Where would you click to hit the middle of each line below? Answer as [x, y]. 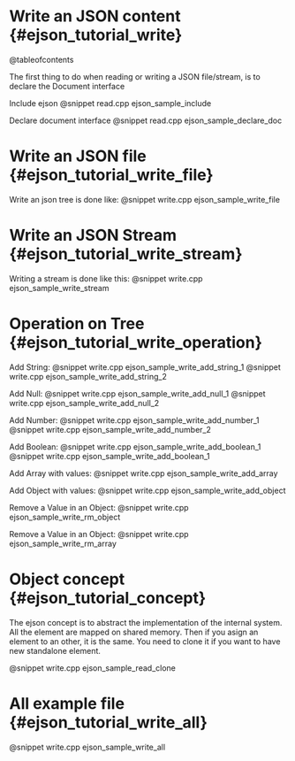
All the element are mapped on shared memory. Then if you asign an [134, 632]
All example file [67, 703]
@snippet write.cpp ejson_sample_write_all [87, 747]
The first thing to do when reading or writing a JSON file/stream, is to [135, 76]
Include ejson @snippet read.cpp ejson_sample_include [110, 103]
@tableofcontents [42, 59]
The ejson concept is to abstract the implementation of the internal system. [146, 622]
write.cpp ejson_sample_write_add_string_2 [88, 376]
